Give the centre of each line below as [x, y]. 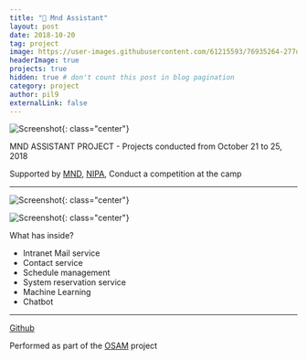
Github [22, 328]
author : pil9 [34, 94]
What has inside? [42, 236]
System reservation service [74, 282]
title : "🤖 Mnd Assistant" [58, 18]
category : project [44, 86]
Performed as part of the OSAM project [84, 346]
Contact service [53, 263]
